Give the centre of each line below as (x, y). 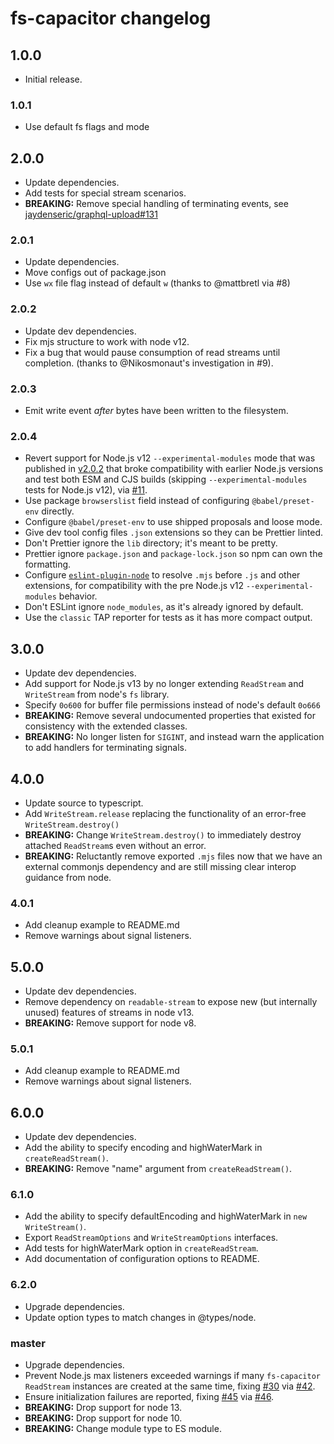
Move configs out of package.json (95, 273)
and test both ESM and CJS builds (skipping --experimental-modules (166, 479)
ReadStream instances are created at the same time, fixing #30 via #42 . (170, 1386)
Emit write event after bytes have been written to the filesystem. (156, 410)
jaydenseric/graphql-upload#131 (91, 214)
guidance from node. (68, 877)
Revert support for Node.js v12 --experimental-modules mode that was (170, 458)
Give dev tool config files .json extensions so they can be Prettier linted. (174, 533)
